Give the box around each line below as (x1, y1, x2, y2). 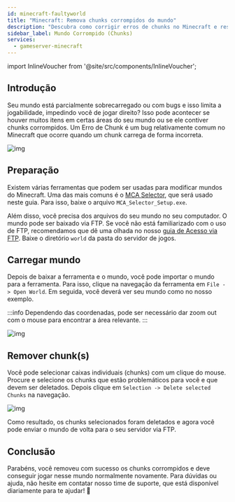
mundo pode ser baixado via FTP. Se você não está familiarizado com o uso (7, 218, 227, 228)
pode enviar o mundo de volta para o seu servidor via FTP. (7, 425, 177, 434)
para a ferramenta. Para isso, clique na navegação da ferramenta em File (7, 280, 220, 288)
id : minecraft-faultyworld (7, 10, 86, 18)
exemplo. (7, 295, 34, 303)
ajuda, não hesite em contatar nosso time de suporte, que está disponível (7, 479, 219, 487)
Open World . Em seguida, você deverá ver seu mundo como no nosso (13, 288, 212, 296)
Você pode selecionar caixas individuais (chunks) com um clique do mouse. (7, 368, 226, 377)
